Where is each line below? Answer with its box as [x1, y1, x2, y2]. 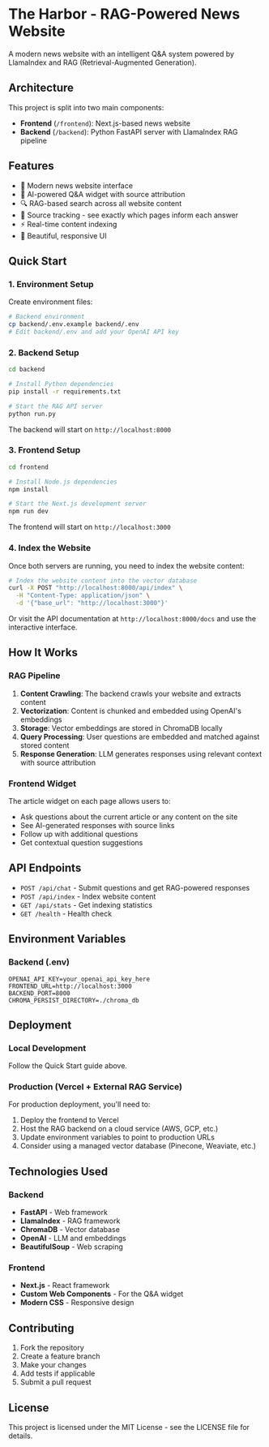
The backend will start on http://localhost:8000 [8, 424, 172, 434]
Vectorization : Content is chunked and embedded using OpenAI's [19, 706, 241, 715]
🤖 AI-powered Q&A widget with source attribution [19, 189, 186, 199]
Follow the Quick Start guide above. [8, 1061, 128, 1071]
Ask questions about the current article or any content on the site [19, 812, 238, 822]
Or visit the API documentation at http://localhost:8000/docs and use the [8, 614, 257, 624]
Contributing [8, 1321, 75, 1335]
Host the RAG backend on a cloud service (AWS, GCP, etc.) [19, 1124, 219, 1134]
